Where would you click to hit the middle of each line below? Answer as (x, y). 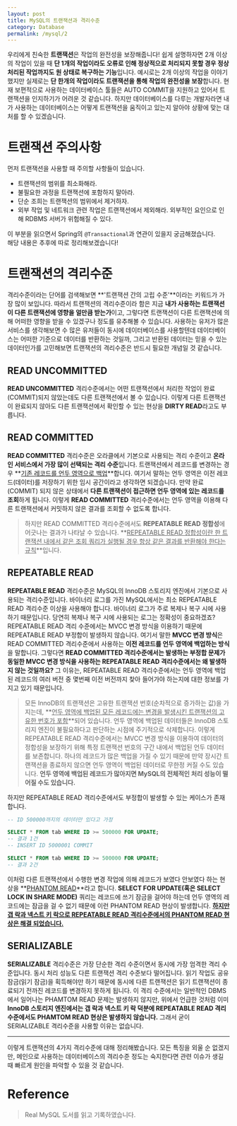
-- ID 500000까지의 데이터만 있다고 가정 (60, 820)
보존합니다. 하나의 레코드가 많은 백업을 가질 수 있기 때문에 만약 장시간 (127, 756)
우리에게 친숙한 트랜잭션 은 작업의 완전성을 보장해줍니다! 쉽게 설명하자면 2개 (111, 54)
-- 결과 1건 (23, 839)
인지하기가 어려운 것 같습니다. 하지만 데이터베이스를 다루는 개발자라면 (127, 99)
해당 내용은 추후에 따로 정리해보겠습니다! (63, 243)
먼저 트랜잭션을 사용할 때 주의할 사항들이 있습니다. (76, 169)
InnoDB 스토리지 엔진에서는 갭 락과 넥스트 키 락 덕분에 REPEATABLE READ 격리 (117, 1008)
